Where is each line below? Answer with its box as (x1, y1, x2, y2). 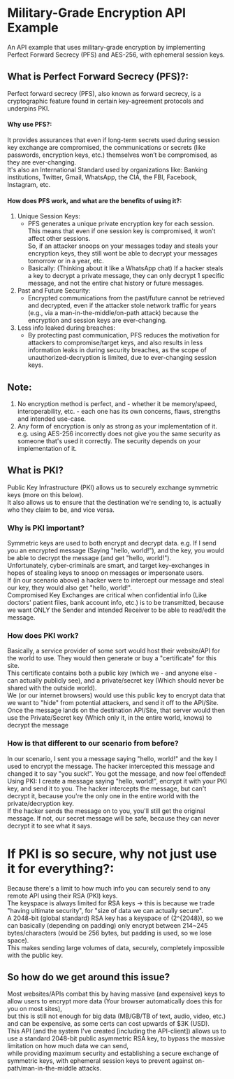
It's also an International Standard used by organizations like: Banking (7, 165, 207, 174)
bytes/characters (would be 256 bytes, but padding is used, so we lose (7, 928, 212, 937)
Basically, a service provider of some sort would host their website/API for (7, 646, 221, 655)
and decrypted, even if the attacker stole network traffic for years (27, 301, 217, 309)
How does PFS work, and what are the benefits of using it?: (7, 196, 182, 204)
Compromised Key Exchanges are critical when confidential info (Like (7, 591, 207, 599)
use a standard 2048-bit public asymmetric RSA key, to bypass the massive (7, 1034, 226, 1043)
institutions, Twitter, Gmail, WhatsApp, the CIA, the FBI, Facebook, (7, 173, 198, 181)
